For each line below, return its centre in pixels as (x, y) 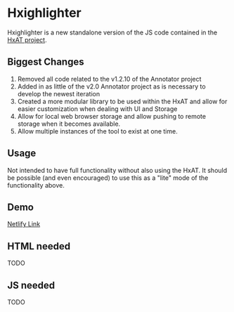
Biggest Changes (46, 62)
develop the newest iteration (59, 93)
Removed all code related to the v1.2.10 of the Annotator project (109, 79)
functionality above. (36, 185)
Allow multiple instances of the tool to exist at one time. (97, 131)
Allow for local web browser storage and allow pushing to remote (111, 116)
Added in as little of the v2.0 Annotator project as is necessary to (111, 86)
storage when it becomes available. (69, 124)
